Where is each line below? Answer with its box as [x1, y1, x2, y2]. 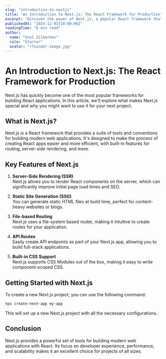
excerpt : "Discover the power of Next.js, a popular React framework [5, 16, 152, 21]
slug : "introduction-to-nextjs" [5, 7, 72, 12]
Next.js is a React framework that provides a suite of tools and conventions [5, 130, 158, 136]
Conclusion [5, 324, 41, 333]
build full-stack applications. [12, 244, 70, 250]
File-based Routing [12, 214, 53, 220]
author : [5, 30, 21, 35]
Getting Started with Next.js [5, 278, 93, 287]
